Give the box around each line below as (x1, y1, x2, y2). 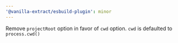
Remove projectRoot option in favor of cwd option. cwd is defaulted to (5, 25, 173, 32)
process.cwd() (5, 31, 41, 37)
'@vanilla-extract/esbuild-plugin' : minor (5, 8, 112, 15)
